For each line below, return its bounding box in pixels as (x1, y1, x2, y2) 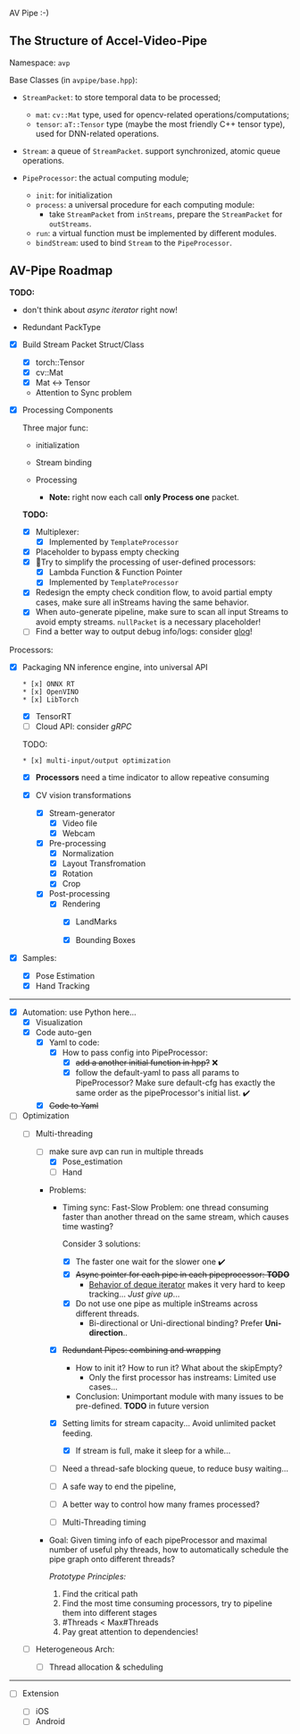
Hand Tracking (35, 980, 90, 991)
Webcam (62, 828, 96, 838)
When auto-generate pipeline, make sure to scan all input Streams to (35, 607, 288, 617)
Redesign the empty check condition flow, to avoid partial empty (35, 587, 273, 598)
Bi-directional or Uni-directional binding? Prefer (88, 1317, 263, 1328)
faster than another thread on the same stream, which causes (62, 1211, 289, 1222)
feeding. (62, 1427, 94, 1439)
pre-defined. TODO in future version (75, 1400, 210, 1411)
